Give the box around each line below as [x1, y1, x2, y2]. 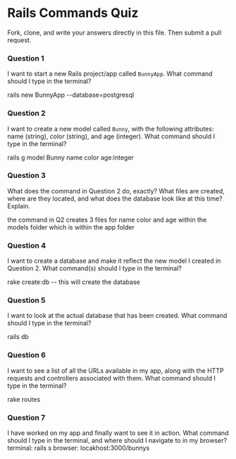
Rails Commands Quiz [7, 5, 139, 21]
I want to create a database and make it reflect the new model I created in [7, 256, 221, 266]
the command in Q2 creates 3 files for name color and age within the [7, 215, 207, 224]
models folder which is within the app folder [7, 222, 135, 231]
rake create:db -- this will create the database [7, 278, 141, 287]
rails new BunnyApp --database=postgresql [7, 90, 135, 100]
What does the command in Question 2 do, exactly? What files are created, [7, 186, 225, 195]
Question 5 [7, 295, 46, 305]
